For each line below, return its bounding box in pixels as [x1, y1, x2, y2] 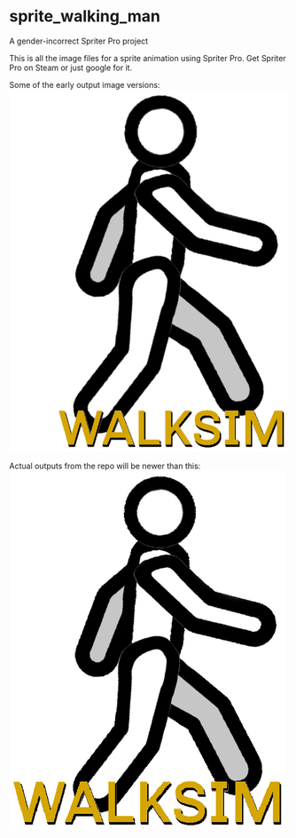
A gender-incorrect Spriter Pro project [9, 36, 149, 46]
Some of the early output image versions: [9, 79, 160, 90]
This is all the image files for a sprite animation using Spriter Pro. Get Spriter [9, 52, 286, 63]
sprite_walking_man [9, 6, 161, 27]
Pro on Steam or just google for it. [9, 62, 133, 73]
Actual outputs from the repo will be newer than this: [9, 460, 201, 472]
